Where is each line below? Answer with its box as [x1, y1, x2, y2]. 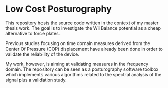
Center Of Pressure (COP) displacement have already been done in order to [5, 46, 163, 52]
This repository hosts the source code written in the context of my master [5, 20, 159, 26]
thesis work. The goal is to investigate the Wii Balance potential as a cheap [5, 25, 161, 31]
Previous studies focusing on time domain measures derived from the [5, 40, 150, 46]
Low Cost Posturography [5, 3, 112, 15]
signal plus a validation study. [5, 77, 67, 83]
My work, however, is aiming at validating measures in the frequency [5, 61, 148, 67]
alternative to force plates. [5, 30, 60, 36]
